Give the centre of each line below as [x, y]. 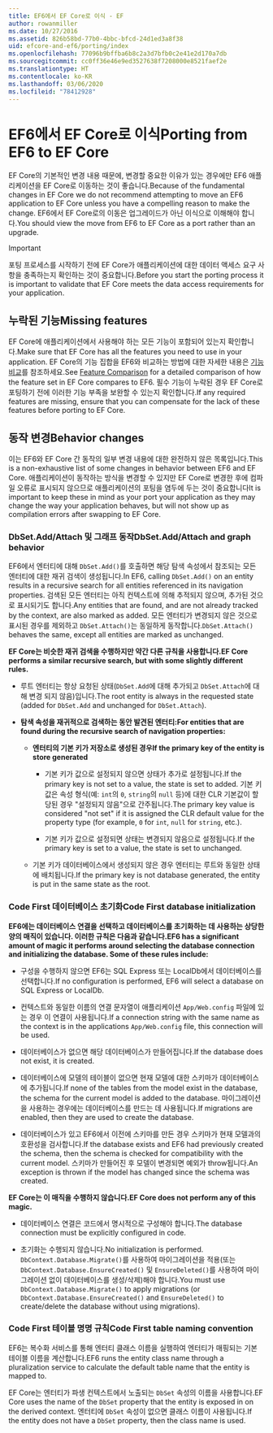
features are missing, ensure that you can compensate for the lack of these [134, 402]
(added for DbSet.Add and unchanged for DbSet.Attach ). [113, 706]
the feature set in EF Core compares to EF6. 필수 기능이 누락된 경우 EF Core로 [136, 382]
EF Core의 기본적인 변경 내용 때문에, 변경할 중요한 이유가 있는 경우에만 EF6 [128, 176]
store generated [60, 758]
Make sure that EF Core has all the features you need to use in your [129, 352]
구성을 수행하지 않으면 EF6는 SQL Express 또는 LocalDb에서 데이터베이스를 [141, 971]
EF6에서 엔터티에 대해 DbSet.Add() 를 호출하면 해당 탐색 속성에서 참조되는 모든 [132, 567]
